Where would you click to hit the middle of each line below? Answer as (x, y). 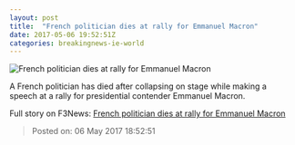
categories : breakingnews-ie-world (77, 43)
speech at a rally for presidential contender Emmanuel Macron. (127, 96)
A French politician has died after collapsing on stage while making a (138, 86)
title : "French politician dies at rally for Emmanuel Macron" (134, 26)
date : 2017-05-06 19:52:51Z (63, 34)
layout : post (34, 18)
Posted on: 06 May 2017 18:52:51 (93, 131)
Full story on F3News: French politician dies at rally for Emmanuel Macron (147, 113)
